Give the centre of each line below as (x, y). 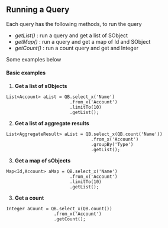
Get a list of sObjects (41, 86)
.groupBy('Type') (112, 145)
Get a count (29, 198)
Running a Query (38, 10)
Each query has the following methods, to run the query (74, 24)
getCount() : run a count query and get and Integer (77, 48)
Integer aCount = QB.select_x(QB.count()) (59, 209)
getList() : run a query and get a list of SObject (71, 35)
